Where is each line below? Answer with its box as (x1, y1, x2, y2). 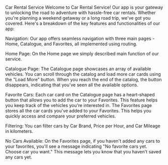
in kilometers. (5, 128, 34, 134)
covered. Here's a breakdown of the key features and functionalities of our (5, 20, 160, 26)
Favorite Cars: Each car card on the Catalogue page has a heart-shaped (5, 92, 155, 97)
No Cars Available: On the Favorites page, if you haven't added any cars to (5, 138, 160, 144)
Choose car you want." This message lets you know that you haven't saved (5, 149, 161, 154)
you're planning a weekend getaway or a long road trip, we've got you (5, 15, 151, 21)
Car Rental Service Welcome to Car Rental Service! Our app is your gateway (5, 5, 163, 10)
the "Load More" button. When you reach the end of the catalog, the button (5, 77, 162, 82)
